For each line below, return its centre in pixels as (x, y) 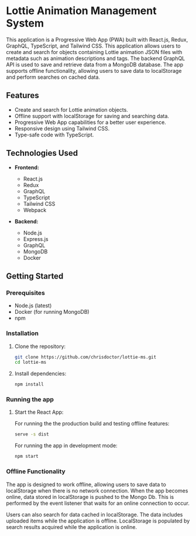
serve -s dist (32, 434)
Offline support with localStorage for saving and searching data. (92, 116)
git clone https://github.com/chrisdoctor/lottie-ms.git (85, 357)
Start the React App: (39, 412)
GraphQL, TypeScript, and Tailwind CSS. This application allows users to (93, 46)
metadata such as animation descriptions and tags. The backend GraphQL (96, 58)
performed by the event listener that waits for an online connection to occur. (98, 503)
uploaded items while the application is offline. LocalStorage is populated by (98, 521)
